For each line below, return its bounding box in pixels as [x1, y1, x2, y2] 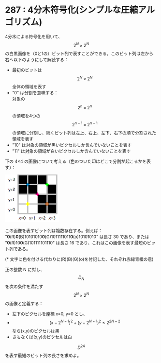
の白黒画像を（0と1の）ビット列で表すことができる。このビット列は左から [5, 51, 154, 56]
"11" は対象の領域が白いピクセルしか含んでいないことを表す [12, 148, 131, 154]
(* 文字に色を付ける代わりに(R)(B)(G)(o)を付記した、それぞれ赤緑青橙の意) [5, 256, 154, 262]
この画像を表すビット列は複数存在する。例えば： [5, 227, 102, 233]
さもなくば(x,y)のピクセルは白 [12, 334, 73, 340]
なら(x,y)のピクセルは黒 [12, 328, 59, 333]
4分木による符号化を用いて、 [5, 34, 63, 39]
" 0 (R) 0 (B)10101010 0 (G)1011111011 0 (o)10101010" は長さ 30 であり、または [5, 234, 149, 240]
